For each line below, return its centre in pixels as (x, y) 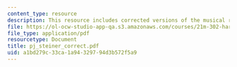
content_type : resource (42, 14)
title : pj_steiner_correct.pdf (53, 46)
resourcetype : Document (42, 40)
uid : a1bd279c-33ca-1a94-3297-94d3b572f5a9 (72, 53)
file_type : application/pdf (49, 33)
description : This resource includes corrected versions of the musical (116, 20)
